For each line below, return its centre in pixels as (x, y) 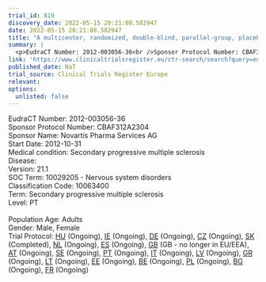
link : (17, 60)
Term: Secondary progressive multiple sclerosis (86, 194)
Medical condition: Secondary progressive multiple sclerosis (107, 152)
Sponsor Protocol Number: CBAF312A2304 (79, 127)
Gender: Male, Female (44, 228)
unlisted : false (42, 96)
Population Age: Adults (46, 220)
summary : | (26, 45)
